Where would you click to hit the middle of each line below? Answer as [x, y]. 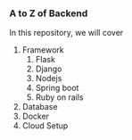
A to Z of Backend [49, 13]
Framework [43, 50]
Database [40, 107]
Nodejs [49, 78]
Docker [36, 116]
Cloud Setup [45, 126]
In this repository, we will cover [66, 33]
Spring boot [57, 88]
